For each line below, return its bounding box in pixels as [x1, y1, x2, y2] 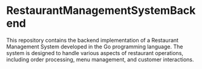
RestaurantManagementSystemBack [6, 4, 196, 18]
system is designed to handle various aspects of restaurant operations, [6, 49, 183, 56]
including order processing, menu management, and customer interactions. [6, 56, 195, 63]
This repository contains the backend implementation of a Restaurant [6, 36, 179, 44]
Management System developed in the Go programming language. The [6, 43, 183, 50]
